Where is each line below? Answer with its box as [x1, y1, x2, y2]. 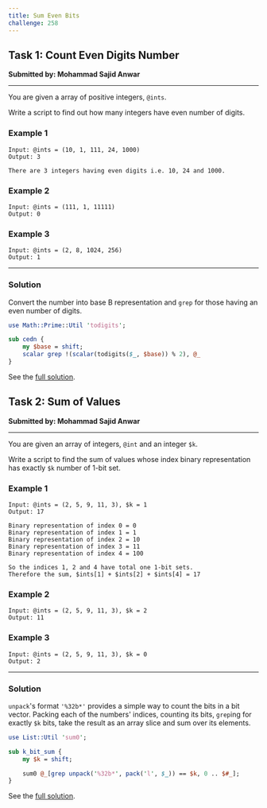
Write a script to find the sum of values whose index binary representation [8, 454, 251, 464]
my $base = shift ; [22, 343, 83, 351]
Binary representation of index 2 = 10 [8, 535, 141, 543]
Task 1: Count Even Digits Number [8, 49, 180, 62]
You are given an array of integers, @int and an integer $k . [8, 439, 199, 449]
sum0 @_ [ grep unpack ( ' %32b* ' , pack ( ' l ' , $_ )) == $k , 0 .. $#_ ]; [22, 769, 240, 778]
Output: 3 [8, 153, 41, 161]
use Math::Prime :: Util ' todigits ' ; [8, 321, 126, 329]
